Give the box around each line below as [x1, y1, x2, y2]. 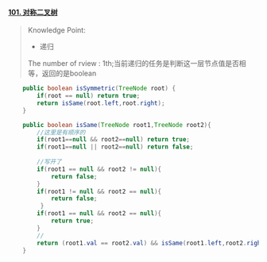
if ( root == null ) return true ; [37, 92, 141, 100]
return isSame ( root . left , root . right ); [37, 99, 165, 107]
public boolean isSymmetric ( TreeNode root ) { [22, 84, 176, 93]
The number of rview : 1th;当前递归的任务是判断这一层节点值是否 [27, 59, 240, 68]
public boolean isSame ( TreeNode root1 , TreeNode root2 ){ [22, 121, 212, 129]
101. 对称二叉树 [8, 7, 58, 17]
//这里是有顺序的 [37, 128, 86, 137]
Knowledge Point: [27, 25, 86, 35]
